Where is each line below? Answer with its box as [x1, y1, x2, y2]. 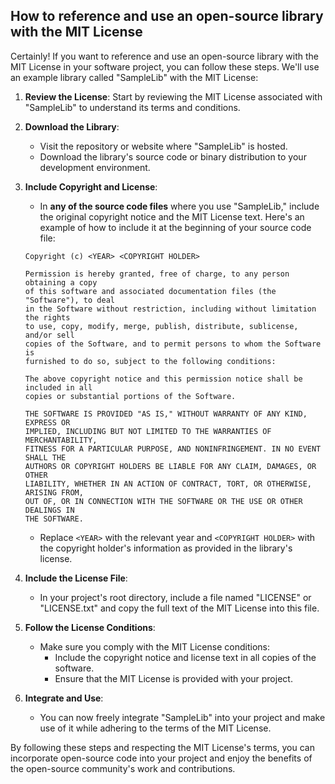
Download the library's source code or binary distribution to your [39, 150, 307, 163]
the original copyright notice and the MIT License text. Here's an [39, 210, 305, 223]
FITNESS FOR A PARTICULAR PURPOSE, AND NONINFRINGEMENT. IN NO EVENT [24, 444, 322, 454]
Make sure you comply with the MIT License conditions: [39, 640, 270, 653]
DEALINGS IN [24, 505, 75, 515]
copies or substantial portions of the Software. [24, 391, 237, 401]
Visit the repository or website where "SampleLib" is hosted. [39, 140, 288, 152]
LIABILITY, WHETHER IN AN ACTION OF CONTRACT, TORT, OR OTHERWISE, [24, 479, 312, 489]
